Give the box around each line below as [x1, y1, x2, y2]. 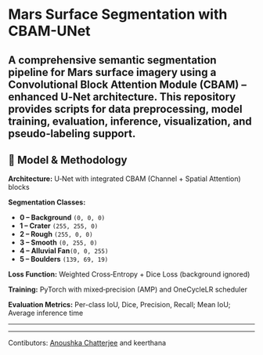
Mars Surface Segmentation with [8, 5, 228, 24]
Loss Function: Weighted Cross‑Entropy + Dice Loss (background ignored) [8, 270, 250, 279]
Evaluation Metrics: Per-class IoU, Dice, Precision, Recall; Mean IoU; [8, 300, 231, 310]
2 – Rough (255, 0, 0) [19, 230, 93, 239]
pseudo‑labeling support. [8, 127, 136, 140]
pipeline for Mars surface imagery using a [8, 65, 217, 79]
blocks [8, 183, 30, 192]
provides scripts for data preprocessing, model [8, 102, 243, 115]
